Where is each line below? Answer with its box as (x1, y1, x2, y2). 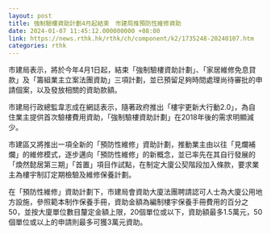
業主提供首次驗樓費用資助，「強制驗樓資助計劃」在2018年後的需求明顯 (15, 112, 248, 122)
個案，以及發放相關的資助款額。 (15, 86, 122, 95)
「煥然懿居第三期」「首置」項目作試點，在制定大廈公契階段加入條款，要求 (8, 160, 252, 169)
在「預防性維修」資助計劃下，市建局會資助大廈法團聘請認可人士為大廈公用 (8, 187, 256, 197)
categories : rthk (8, 42, 67, 50)
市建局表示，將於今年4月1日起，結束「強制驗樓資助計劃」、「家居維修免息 (8, 65, 249, 75)
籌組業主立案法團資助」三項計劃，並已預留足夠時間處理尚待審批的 (35, 75, 256, 85)
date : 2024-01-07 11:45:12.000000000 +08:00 (8, 27, 161, 35)
